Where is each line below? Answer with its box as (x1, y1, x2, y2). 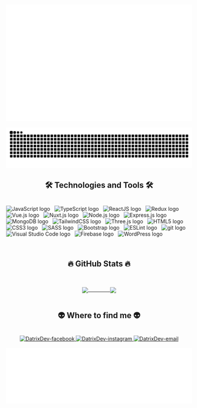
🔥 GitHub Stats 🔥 (67, 259, 131, 269)
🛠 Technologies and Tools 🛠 (45, 180, 153, 190)
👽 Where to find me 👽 (58, 310, 140, 320)
